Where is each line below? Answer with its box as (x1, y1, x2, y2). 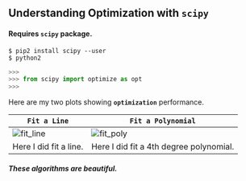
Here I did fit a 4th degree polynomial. (91, 141, 235, 152)
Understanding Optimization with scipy (8, 6, 210, 20)
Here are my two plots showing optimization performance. (8, 97, 204, 107)
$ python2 (8, 54, 42, 62)
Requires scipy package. (8, 28, 93, 39)
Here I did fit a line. (12, 141, 84, 152)
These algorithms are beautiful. (8, 163, 118, 173)
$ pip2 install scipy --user (8, 47, 106, 55)
